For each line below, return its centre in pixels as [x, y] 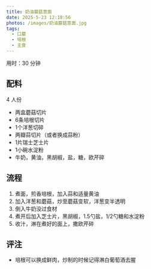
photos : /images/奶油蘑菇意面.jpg [46, 23]
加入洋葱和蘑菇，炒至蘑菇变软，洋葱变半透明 [70, 201]
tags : [13, 29]
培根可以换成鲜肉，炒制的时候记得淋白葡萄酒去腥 [75, 260]
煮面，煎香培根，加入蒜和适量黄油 [57, 193]
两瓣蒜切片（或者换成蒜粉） [49, 134]
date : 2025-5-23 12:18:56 [38, 17]
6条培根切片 [30, 119]
